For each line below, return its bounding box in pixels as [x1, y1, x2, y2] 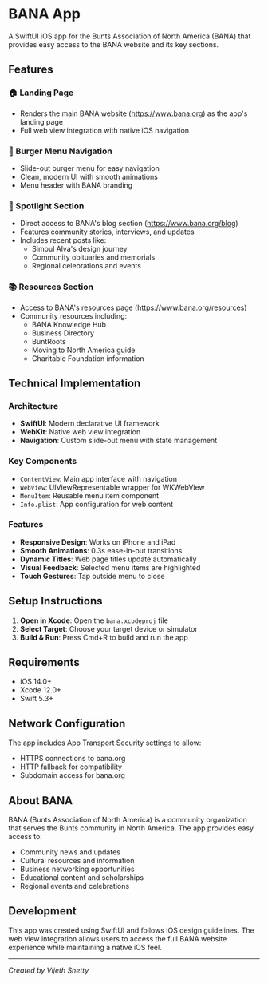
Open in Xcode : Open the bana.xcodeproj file [19, 616, 169, 625]
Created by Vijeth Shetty [8, 965, 89, 975]
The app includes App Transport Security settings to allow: [8, 738, 202, 747]
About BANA [8, 794, 73, 807]
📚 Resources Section [8, 281, 94, 292]
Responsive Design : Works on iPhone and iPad [19, 537, 176, 547]
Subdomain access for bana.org [19, 771, 126, 780]
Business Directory [31, 328, 94, 338]
